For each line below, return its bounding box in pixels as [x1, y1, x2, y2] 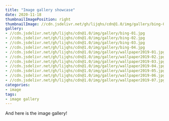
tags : [5, 92, 17, 97]
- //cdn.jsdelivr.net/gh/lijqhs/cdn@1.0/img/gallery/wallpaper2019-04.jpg [5, 64, 165, 69]
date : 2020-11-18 [5, 12, 42, 17]
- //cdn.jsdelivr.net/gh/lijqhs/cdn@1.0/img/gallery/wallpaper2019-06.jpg [5, 73, 165, 78]
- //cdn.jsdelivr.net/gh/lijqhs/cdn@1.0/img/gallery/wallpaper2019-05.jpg [5, 69, 165, 74]
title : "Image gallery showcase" [5, 7, 75, 13]
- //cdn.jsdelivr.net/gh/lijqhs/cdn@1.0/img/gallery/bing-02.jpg [5, 36, 145, 41]
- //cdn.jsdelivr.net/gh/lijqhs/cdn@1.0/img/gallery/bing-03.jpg [5, 40, 145, 45]
